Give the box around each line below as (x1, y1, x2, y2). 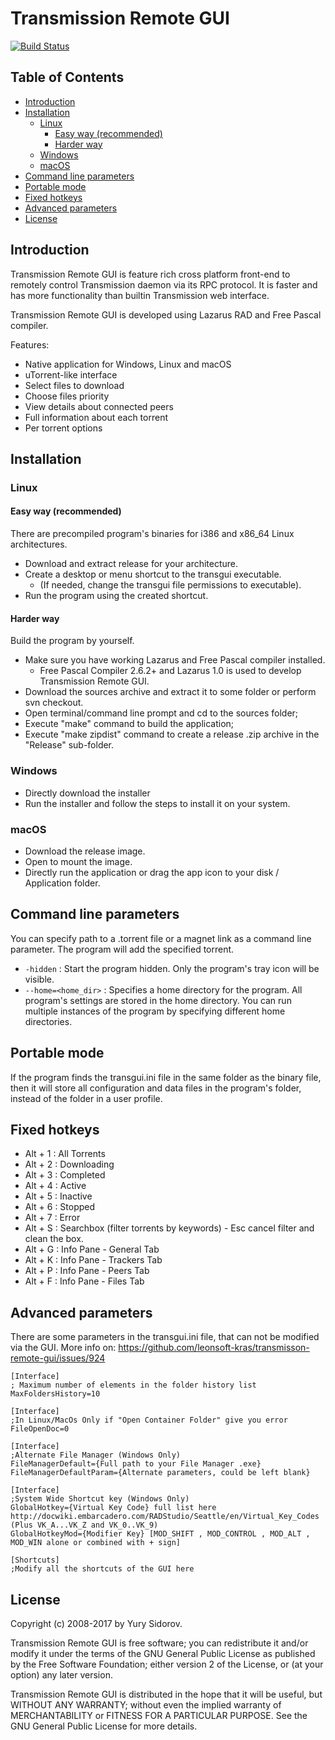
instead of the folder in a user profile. (10, 1092, 163, 1104)
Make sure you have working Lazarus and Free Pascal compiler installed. (24, 654, 326, 666)
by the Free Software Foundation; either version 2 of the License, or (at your (10, 1658, 324, 1670)
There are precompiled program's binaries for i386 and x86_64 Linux (10, 528, 295, 540)
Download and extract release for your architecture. (24, 558, 239, 570)
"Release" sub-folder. (24, 739, 115, 751)
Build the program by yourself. (10, 635, 135, 647)
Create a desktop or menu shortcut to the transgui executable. (24, 568, 282, 581)
